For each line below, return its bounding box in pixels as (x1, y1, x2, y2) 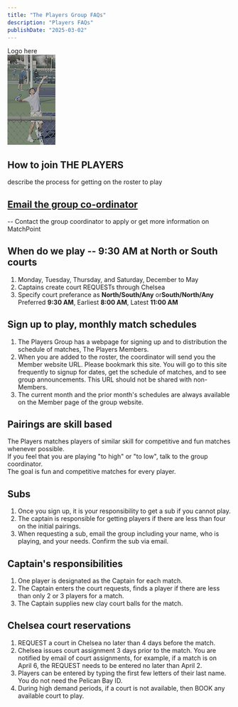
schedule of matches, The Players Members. (17, 345, 149, 353)
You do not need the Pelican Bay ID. (17, 676, 123, 685)
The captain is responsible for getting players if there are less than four (17, 514, 226, 523)
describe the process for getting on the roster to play (7, 178, 163, 186)
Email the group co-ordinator (7, 198, 139, 210)
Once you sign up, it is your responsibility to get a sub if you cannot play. (17, 507, 231, 515)
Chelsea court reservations (7, 620, 131, 632)
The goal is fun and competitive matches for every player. (7, 468, 176, 476)
